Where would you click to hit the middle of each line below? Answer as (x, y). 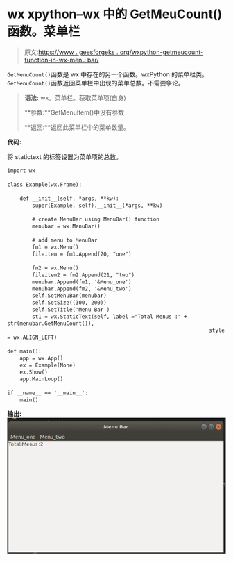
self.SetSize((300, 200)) (70, 303)
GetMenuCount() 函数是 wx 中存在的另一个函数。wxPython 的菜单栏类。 (107, 74)
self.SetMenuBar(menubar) (70, 296)
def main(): (24, 351)
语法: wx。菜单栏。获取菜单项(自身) (75, 97)
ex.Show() (34, 372)
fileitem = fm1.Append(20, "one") (82, 254)
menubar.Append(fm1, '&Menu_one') (82, 282)
